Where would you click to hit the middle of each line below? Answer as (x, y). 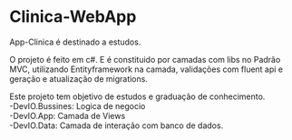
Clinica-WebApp (73, 17)
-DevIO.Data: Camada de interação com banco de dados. (117, 125)
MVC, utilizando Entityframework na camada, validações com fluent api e (146, 69)
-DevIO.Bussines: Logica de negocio (78, 105)
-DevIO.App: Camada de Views (68, 115)
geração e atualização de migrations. (78, 78)
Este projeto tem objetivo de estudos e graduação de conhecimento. (137, 96)
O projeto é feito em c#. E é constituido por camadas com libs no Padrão (145, 59)
